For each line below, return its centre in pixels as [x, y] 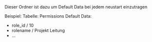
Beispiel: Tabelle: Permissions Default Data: [48, 16]
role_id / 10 [23, 25]
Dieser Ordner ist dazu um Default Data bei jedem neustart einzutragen [76, 7]
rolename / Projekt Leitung [38, 30]
